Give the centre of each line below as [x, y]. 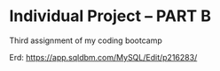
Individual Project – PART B [110, 16]
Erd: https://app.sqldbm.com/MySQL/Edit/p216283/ [103, 57]
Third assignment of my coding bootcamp [86, 40]
